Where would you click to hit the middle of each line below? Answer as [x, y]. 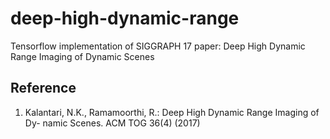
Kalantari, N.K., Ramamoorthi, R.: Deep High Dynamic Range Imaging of [172, 112]
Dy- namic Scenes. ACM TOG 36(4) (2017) [112, 123]
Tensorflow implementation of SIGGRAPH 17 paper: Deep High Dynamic [158, 46]
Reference [43, 88]
